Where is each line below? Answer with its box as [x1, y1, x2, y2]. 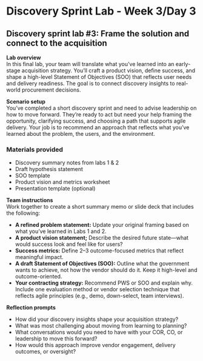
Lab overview [6, 54, 41, 61]
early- [175, 61, 191, 67]
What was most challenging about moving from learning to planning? [15, 322, 187, 329]
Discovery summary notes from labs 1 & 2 [15, 159, 119, 166]
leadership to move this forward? [15, 335, 98, 342]
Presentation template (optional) [15, 185, 96, 192]
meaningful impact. [15, 254, 64, 261]
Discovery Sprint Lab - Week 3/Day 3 [6, 4, 196, 18]
